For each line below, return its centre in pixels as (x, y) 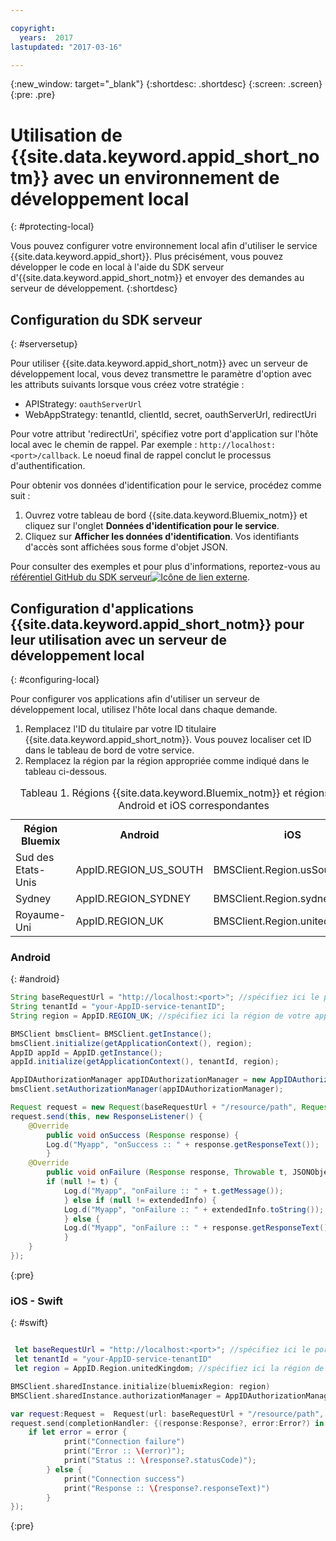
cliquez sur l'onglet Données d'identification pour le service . (152, 526)
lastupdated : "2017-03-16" (66, 47)
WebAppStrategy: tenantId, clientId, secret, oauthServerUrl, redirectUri (170, 415)
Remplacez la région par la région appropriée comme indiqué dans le (167, 760)
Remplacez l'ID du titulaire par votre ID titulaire (120, 728)
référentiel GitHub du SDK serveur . (130, 577)
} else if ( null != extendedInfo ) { (140, 1200)
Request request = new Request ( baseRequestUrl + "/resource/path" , (154, 1107)
